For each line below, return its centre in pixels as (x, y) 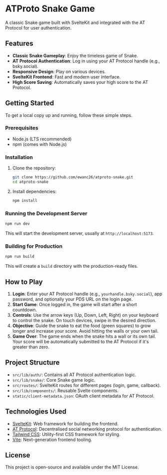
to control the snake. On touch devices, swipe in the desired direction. (84, 320)
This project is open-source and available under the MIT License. (72, 467)
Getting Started (30, 103)
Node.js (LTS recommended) (42, 139)
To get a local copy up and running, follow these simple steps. (69, 115)
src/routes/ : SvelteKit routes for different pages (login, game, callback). (86, 385)
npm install (25, 200)
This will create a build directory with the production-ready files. (72, 266)
